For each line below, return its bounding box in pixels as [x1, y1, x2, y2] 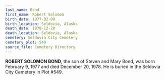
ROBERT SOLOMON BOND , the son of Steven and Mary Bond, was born [5, 58, 155, 64]
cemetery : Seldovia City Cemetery [5, 35, 78, 40]
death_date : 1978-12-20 [5, 26, 56, 31]
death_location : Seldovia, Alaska [5, 30, 78, 35]
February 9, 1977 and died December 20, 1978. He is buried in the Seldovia [5, 63, 160, 69]
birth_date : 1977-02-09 [5, 16, 56, 21]
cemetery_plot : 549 [5, 40, 46, 45]
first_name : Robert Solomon [5, 12, 65, 17]
